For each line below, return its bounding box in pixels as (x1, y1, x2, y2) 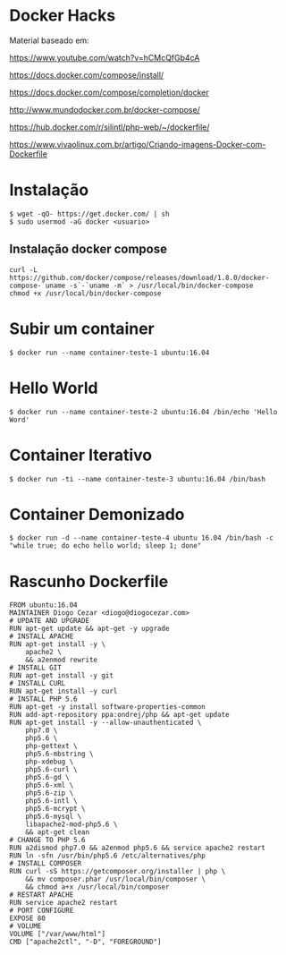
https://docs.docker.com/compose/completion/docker (9, 87, 209, 98)
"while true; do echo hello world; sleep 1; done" (9, 541, 202, 550)
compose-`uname (9, 281, 66, 290)
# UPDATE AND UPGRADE (9, 617, 90, 626)
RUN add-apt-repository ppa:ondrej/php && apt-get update (9, 711, 230, 720)
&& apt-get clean (25, 828, 90, 837)
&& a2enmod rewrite (25, 655, 98, 665)
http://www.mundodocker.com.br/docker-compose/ (9, 104, 201, 115)
